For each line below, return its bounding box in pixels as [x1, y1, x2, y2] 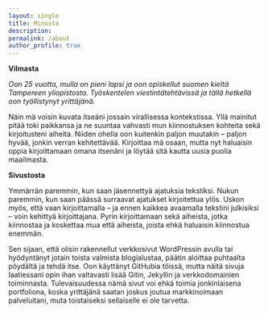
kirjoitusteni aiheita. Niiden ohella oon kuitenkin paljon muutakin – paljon [8, 130, 247, 139]
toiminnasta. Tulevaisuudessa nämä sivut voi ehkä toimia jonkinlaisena [8, 278, 241, 288]
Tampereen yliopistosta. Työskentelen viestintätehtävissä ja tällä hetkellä [8, 88, 252, 97]
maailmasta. [8, 154, 48, 165]
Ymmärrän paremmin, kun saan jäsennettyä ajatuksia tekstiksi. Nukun [8, 186, 239, 196]
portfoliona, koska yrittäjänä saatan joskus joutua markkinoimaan [8, 287, 224, 297]
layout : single [8, 11, 60, 20]
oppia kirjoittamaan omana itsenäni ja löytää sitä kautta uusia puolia [8, 146, 232, 156]
